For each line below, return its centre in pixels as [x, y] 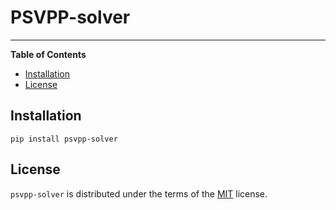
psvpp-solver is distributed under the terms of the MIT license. [139, 193]
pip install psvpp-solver [64, 139]
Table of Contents [48, 54]
